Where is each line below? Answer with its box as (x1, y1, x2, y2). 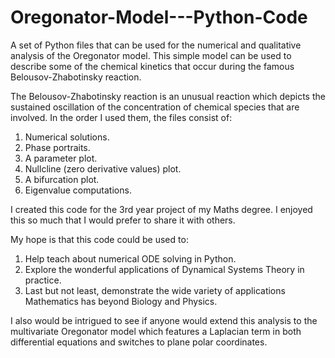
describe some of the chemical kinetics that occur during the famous (10, 60, 295, 72)
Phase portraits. (24, 141, 91, 153)
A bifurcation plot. (24, 173, 100, 185)
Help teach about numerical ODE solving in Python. (24, 252, 237, 265)
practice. (24, 274, 62, 286)
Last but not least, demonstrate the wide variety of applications (24, 284, 286, 296)
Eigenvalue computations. (24, 184, 132, 196)
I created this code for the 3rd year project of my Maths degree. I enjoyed (10, 203, 313, 215)
